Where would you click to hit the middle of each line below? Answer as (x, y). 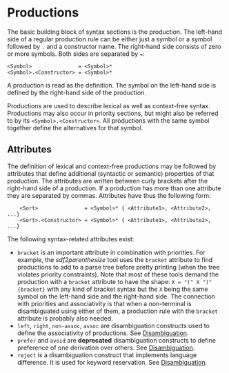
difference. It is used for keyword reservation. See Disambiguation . (112, 362)
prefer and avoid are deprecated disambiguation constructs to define (116, 340)
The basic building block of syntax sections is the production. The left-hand (115, 32)
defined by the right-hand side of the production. (77, 92)
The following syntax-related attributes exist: (71, 239)
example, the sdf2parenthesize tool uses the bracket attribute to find (115, 259)
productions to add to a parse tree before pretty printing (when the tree (118, 267)
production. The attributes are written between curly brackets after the (108, 181)
